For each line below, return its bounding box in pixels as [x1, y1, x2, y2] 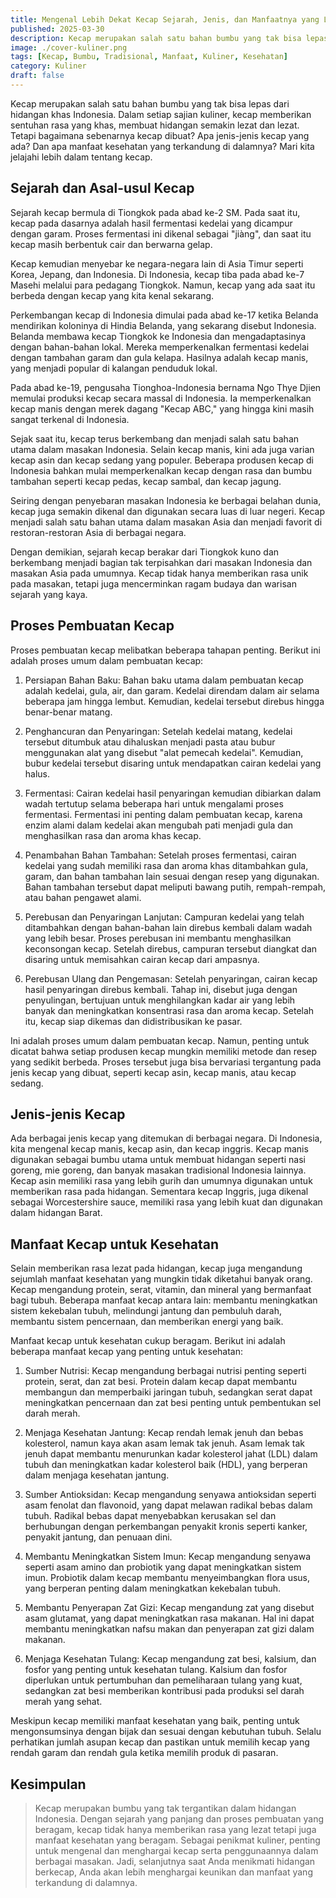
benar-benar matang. [24, 706, 113, 718]
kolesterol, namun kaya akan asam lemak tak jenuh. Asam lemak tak [24, 1437, 306, 1450]
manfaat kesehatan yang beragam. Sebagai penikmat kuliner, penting [34, 1834, 321, 1846]
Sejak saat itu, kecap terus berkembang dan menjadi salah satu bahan [10, 432, 300, 445]
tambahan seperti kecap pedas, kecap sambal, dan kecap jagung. [10, 475, 282, 487]
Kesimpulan [10, 1776, 87, 1793]
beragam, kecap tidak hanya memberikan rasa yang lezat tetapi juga [34, 1823, 317, 1835]
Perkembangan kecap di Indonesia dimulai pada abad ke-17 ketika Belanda [10, 309, 319, 321]
